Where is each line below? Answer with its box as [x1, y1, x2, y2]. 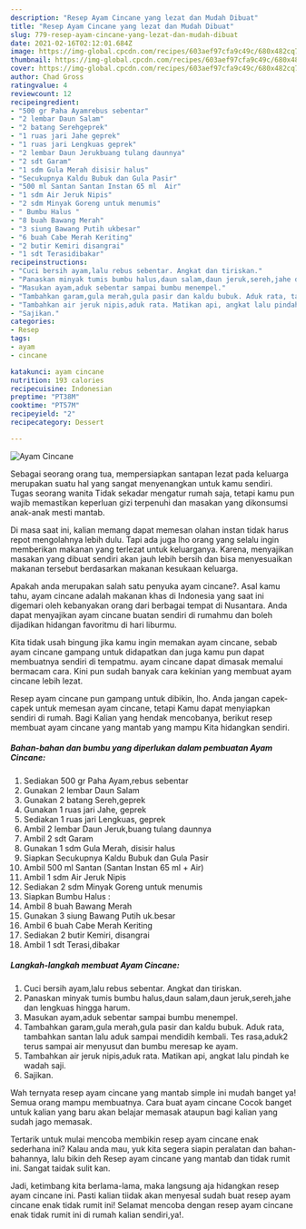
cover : [10, 64, 35, 74]
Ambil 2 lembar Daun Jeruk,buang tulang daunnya [23, 823, 212, 834]
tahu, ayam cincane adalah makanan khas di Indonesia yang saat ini [10, 590, 264, 601]
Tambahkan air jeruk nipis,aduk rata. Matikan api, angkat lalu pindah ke [23, 1050, 290, 1061]
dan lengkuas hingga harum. [23, 1002, 131, 1013]
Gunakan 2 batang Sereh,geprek [23, 794, 146, 805]
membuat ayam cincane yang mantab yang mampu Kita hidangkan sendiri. [10, 722, 290, 732]
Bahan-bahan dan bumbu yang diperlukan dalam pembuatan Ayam [10, 742, 273, 753]
